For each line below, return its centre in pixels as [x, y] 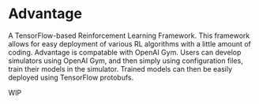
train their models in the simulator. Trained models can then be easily [120, 69]
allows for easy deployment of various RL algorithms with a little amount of [129, 43]
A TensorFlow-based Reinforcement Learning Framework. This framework [129, 35]
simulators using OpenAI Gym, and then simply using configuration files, [126, 61]
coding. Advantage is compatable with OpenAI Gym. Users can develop [125, 52]
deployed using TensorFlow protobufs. [71, 77]
